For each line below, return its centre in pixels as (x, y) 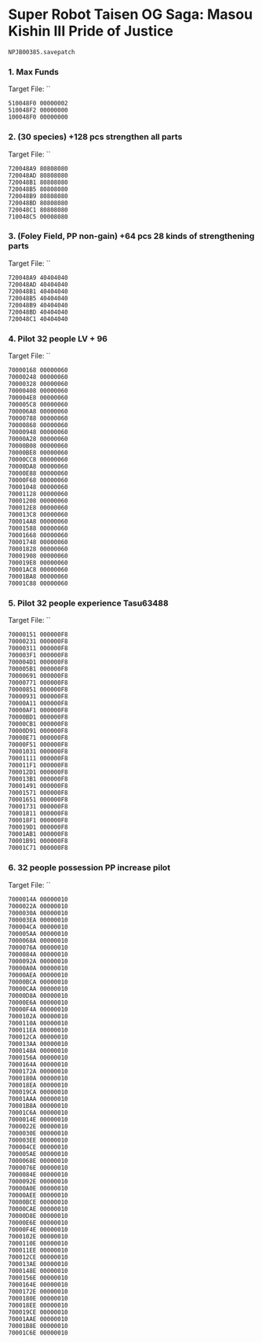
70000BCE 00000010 (38, 1202)
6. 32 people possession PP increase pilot (89, 868)
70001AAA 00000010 (38, 1098)
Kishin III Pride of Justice (91, 31)
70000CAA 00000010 (38, 988)
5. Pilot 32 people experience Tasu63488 (88, 603)
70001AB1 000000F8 (38, 834)
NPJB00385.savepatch (42, 52)
